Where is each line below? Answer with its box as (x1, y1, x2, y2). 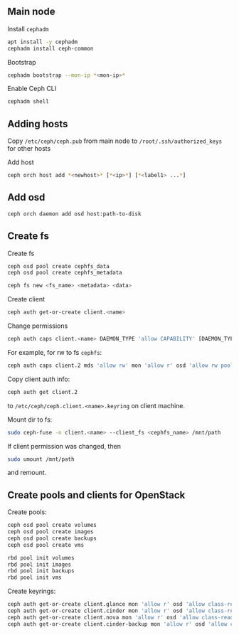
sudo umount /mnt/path (7, 455, 75, 463)
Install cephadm (7, 24, 49, 33)
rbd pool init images (7, 561, 72, 568)
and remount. (7, 469, 47, 477)
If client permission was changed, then (7, 442, 121, 450)
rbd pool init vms (7, 574, 62, 582)
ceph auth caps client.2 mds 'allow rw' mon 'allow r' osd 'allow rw (7, 362, 218, 369)
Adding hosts (7, 117, 68, 130)
